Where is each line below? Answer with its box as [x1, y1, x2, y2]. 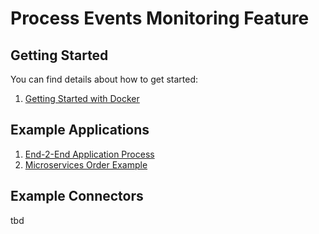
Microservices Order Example [24, 158, 148, 171]
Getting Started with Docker [24, 93, 140, 104]
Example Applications [10, 122, 150, 139]
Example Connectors [10, 188, 144, 205]
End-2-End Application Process [24, 148, 155, 160]
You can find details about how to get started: [10, 73, 199, 85]
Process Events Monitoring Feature [10, 7, 310, 30]
